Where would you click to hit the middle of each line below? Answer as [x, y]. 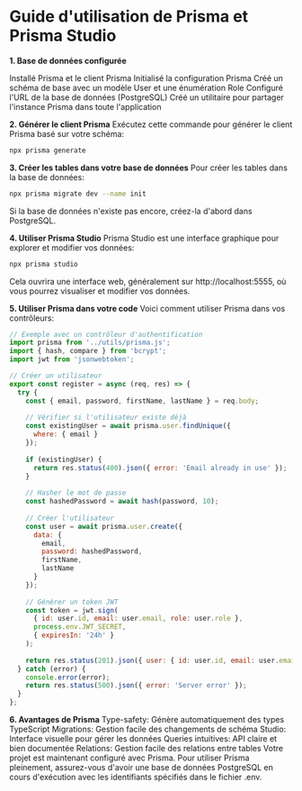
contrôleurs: [32, 318]
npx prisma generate [48, 150]
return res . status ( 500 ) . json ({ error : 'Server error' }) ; [136, 686]
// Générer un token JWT [72, 602]
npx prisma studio [44, 264]
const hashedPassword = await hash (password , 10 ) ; [122, 502]
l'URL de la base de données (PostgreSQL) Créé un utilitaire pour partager [147, 97]
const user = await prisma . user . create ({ [104, 526]
